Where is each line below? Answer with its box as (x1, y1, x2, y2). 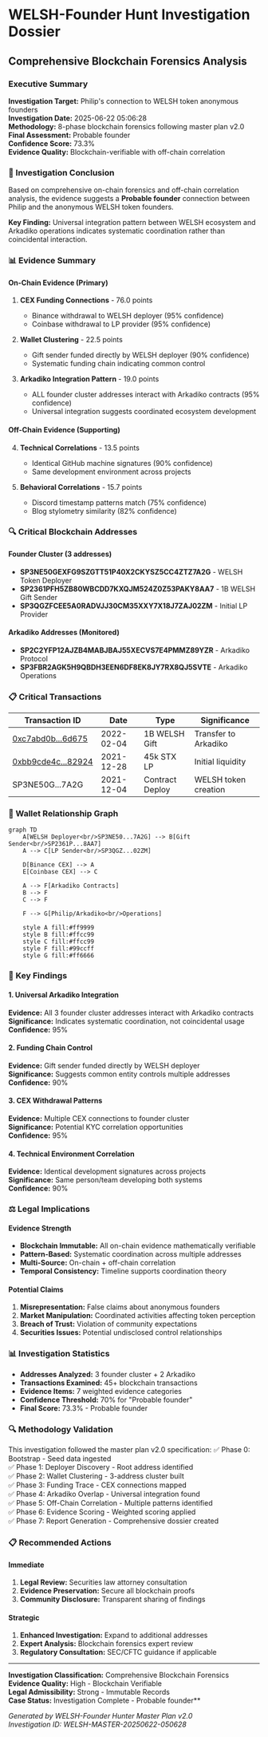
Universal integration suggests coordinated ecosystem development (31, 407, 257, 416)
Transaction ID (24, 715, 81, 726)
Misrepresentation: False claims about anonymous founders (19, 1302, 221, 1312)
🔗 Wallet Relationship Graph (8, 808, 119, 819)
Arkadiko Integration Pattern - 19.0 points (19, 374, 160, 384)
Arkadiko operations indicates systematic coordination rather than (8, 226, 226, 236)
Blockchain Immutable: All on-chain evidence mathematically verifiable (19, 1241, 256, 1250)
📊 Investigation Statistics (8, 1348, 110, 1360)
